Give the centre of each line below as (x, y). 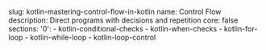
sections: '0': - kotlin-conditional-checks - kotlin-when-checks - (116, 29)
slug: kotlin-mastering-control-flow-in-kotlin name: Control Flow (115, 12)
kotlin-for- (241, 29)
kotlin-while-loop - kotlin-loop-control (93, 37)
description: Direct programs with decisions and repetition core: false (123, 20)
